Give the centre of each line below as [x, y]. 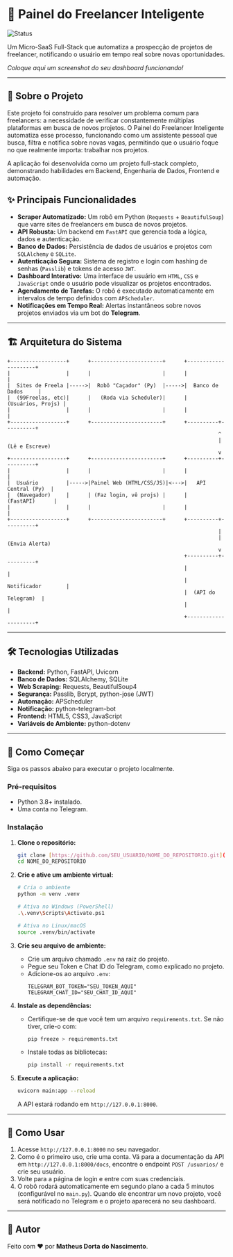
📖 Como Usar [36, 1133]
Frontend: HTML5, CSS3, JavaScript [70, 716]
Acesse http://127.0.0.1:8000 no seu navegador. [89, 1149]
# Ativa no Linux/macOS [52, 925]
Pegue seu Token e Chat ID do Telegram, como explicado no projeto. [126, 966]
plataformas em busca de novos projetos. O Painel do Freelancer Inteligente [115, 127]
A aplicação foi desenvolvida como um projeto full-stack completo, [103, 163]
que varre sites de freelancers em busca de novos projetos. [102, 224]
